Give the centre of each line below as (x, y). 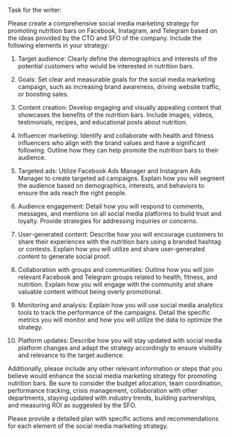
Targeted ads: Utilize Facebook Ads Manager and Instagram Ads (109, 171)
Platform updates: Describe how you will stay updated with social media (120, 340)
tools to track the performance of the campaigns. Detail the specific (114, 312)
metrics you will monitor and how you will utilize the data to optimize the (120, 320)
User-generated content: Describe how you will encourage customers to (120, 234)
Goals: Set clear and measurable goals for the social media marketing (116, 79)
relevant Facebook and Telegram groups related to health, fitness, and (117, 277)
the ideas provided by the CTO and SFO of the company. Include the (105, 38)
